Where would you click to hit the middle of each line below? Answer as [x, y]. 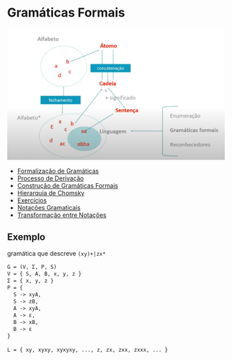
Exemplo [26, 237]
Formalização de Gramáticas [58, 171]
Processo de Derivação [50, 178]
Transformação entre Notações [62, 215]
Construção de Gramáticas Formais [68, 186]
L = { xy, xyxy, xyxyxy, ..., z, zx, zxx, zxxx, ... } [88, 350]
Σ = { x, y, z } [30, 281]
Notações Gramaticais [49, 208]
